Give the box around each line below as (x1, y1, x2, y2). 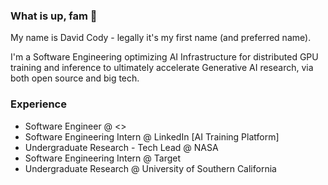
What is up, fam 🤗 (10, 9, 98, 23)
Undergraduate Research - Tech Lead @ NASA (24, 141, 219, 153)
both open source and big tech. (10, 72, 140, 84)
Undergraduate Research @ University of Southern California (24, 162, 277, 174)
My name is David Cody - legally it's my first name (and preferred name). (10, 32, 312, 44)
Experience (10, 97, 67, 111)
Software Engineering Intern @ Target (24, 152, 182, 164)
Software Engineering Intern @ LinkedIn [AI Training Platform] (24, 130, 280, 143)
